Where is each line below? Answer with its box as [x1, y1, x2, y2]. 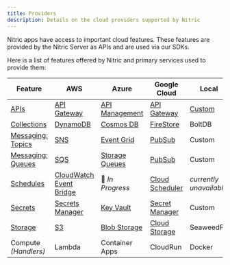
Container [100, 238, 133, 247]
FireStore [149, 119, 180, 129]
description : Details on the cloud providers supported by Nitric [7, 16, 201, 23]
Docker [189, 242, 214, 251]
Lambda [54, 242, 81, 251]
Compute [10, 238, 40, 247]
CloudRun [149, 242, 182, 251]
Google [154, 80, 179, 89]
